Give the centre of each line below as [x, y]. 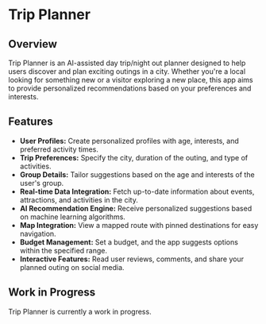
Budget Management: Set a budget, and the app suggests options [129, 242]
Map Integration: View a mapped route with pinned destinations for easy [139, 225]
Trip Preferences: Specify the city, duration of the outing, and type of [134, 157]
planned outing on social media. [72, 267]
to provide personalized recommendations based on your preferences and [130, 88]
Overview [33, 44]
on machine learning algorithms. [72, 217]
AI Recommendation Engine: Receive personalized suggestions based [136, 208]
